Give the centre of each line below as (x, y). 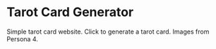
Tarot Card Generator (70, 12)
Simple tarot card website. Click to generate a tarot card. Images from (108, 31)
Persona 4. (22, 38)
